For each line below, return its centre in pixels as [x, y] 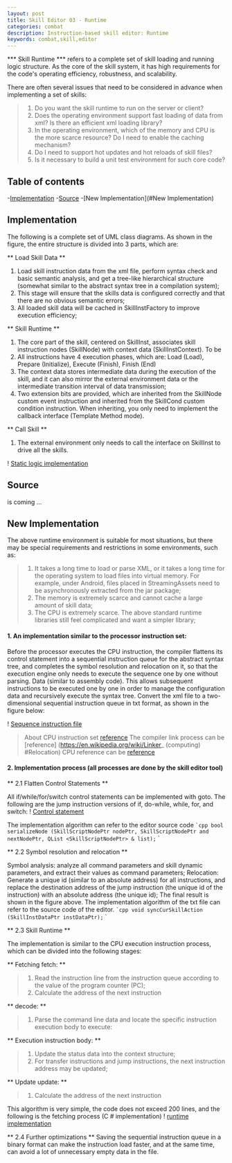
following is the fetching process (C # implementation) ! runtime [98, 1116]
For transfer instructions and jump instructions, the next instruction [130, 1061]
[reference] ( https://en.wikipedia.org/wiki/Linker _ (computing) [112, 744]
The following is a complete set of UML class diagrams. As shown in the [110, 236]
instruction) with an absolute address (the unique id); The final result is [108, 895]
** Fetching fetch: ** [36, 964]
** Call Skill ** [27, 429]
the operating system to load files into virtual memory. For [117, 576]
